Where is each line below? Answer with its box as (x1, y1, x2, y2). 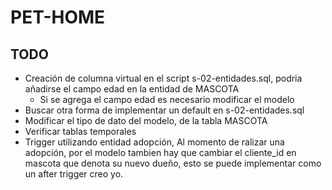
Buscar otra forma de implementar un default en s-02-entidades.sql (24, 104, 305, 116)
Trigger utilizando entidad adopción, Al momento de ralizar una (24, 136, 285, 148)
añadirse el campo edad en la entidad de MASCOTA (24, 83, 240, 95)
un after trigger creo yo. (24, 168, 124, 180)
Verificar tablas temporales (24, 126, 137, 137)
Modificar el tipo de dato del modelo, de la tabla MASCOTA (24, 115, 268, 126)
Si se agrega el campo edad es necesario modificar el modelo (39, 94, 295, 105)
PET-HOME (10, 6, 106, 29)
